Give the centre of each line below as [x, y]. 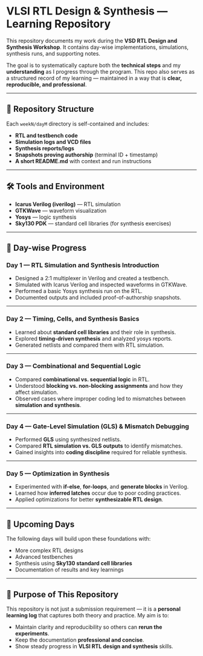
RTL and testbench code [47, 135]
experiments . [32, 634]
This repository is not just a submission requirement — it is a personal [94, 609]
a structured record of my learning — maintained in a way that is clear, [94, 78]
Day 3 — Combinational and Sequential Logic [74, 366]
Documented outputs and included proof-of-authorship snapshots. [98, 298]
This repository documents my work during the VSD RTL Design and [92, 40]
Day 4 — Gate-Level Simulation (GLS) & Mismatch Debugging [98, 426]
